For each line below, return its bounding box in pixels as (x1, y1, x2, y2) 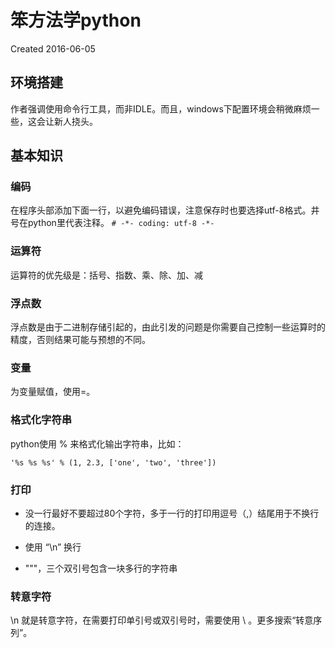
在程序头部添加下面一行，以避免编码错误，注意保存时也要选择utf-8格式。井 (10, 204, 320, 216)
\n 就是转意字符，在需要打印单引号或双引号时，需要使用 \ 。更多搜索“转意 (10, 614, 314, 626)
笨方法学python (10, 9, 142, 32)
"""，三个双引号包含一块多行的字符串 (24, 562, 178, 574)
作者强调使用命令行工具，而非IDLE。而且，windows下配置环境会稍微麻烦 (10, 102, 312, 115)
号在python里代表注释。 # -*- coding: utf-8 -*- (10, 217, 215, 229)
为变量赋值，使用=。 (10, 386, 96, 398)
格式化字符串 (10, 413, 73, 427)
